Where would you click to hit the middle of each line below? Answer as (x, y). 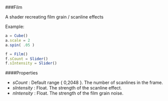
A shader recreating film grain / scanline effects (54, 17)
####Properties (22, 73)
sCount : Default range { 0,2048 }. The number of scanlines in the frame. (88, 82)
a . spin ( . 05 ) (20, 45)
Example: (15, 26)
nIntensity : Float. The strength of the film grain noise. (68, 93)
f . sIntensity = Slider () (31, 63)
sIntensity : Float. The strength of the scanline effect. (67, 88)
